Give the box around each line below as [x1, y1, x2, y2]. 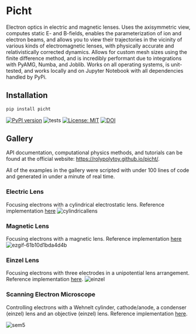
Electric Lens [6, 188, 44, 196]
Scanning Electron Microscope [6, 291, 95, 299]
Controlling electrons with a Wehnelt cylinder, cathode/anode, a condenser [6, 303, 187, 311]
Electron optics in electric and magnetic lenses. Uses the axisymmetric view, [6, 23, 191, 31]
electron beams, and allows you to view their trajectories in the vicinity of [6, 36, 183, 43]
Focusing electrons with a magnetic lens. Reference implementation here [6, 235, 182, 242]
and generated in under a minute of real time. [6, 173, 115, 180]
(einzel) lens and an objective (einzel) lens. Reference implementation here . [6, 310, 188, 317]
